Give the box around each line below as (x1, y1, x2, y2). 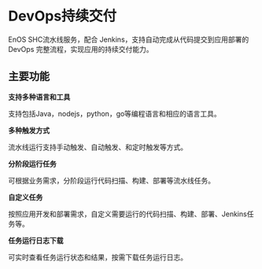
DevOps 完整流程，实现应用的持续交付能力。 (8, 44, 153, 53)
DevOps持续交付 (8, 7, 117, 25)
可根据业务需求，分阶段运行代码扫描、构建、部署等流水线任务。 (8, 175, 215, 185)
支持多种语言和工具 (8, 92, 71, 101)
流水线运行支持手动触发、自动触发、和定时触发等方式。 (8, 142, 187, 152)
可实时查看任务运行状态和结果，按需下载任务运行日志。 (8, 252, 187, 262)
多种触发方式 (8, 125, 50, 134)
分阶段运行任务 (8, 159, 57, 168)
